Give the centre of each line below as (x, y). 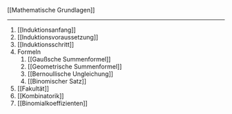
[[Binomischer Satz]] (57, 81)
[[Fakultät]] (33, 88)
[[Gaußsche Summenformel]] (69, 59)
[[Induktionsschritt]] (46, 45)
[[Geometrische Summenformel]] (75, 66)
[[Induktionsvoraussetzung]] (58, 37)
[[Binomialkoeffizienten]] (52, 103)
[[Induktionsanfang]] (46, 30)
